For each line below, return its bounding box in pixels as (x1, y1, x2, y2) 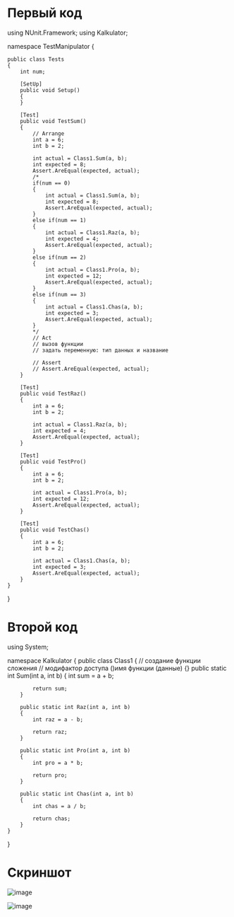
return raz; (32, 728, 68, 735)
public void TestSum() (20, 117, 87, 125)
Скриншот (7, 865, 72, 881)
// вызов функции (32, 340, 83, 347)
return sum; (32, 685, 68, 692)
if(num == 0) (32, 179, 71, 187)
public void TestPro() (20, 458, 87, 465)
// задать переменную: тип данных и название (32, 347, 169, 354)
